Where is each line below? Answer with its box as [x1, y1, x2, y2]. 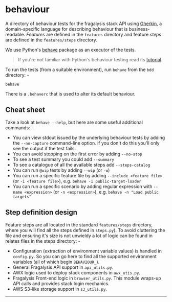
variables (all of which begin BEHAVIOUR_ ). [12, 259, 100, 265]
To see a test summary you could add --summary [12, 156, 114, 162]
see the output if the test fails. [12, 145, 76, 151]
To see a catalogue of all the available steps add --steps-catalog [12, 161, 150, 168]
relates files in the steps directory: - [5, 238, 81, 244]
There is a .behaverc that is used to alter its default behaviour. [5, 90, 136, 97]
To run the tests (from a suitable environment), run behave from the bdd [5, 66, 154, 73]
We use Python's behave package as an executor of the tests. [5, 47, 136, 53]
